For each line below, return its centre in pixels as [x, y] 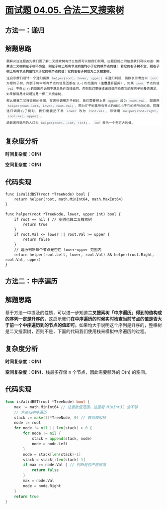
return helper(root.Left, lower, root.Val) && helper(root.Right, [84, 255]
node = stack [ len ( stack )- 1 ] [52, 454]
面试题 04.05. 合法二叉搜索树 [65, 10]
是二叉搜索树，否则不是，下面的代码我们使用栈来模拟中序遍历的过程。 [77, 332]
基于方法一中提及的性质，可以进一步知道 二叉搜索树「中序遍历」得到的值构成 [83, 313]
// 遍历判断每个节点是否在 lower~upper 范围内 [58, 250]
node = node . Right [42, 486]
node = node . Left [50, 444]
